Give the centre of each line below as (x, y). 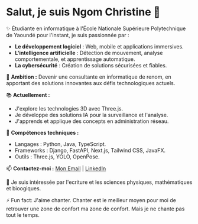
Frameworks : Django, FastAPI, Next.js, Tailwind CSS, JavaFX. (90, 150)
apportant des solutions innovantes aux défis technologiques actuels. (91, 83)
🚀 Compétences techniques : (43, 132)
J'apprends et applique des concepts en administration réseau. (92, 121)
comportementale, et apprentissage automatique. (75, 59)
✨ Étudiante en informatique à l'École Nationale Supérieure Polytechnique (96, 28)
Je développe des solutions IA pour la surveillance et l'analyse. (91, 115)
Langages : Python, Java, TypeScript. (60, 144)
